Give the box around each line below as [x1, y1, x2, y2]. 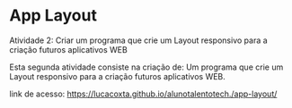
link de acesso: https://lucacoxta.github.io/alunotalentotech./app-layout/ [9, 88, 278, 99]
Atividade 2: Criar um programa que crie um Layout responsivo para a [9, 35, 268, 46]
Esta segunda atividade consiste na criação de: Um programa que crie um [9, 62, 284, 72]
